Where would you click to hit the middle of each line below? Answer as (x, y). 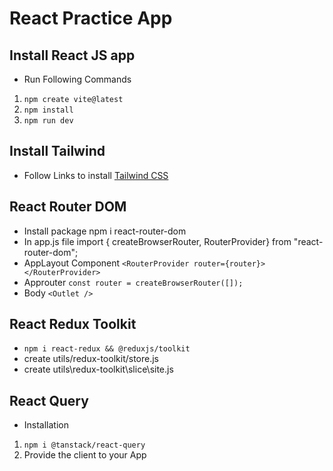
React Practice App (91, 18)
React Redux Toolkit (73, 324)
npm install (48, 110)
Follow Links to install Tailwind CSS (96, 175)
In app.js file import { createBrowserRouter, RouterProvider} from (157, 241)
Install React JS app (72, 55)
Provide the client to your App (85, 455)
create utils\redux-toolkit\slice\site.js (98, 369)
